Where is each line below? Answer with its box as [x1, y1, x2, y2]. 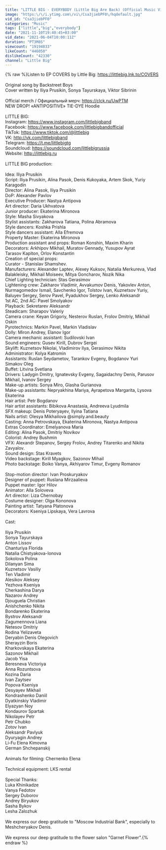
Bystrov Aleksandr [5, 614, 43, 620]
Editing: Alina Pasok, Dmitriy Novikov [5, 429, 81, 435]
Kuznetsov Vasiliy [5, 566, 41, 572]
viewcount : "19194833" [5, 44, 52, 49]
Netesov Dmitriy [5, 624, 38, 630]
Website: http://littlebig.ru [5, 151, 57, 157]
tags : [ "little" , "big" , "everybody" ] [5, 26, 81, 31]
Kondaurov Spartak [5, 708, 44, 714]
